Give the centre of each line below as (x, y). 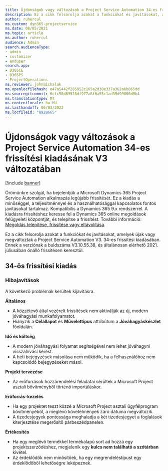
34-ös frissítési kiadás (41, 266)
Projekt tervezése (24, 372)
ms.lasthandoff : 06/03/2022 (34, 108)
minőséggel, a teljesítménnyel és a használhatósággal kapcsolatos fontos (81, 203)
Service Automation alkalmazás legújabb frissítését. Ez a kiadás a (72, 198)
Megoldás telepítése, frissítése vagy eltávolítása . (55, 224)
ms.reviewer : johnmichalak (33, 84)
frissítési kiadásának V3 (56, 159)
